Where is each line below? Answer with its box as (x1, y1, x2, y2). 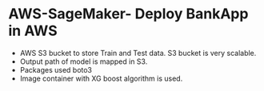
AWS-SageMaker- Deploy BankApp (8, 5, 249, 23)
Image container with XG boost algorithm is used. (19, 73, 183, 83)
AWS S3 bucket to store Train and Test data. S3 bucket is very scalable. (19, 48, 257, 57)
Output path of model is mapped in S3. (19, 57, 148, 66)
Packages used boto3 (19, 65, 93, 74)
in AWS (8, 22, 58, 40)
